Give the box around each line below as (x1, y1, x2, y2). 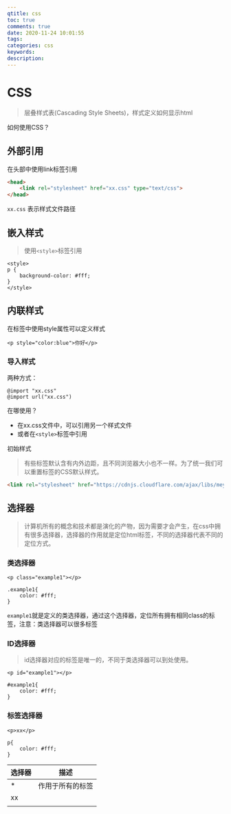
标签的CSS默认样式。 (42, 468, 103, 476)
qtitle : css (7, 10, 41, 17)
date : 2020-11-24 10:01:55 (7, 29, 85, 37)
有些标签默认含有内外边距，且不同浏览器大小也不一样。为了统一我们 (23, 459, 217, 468)
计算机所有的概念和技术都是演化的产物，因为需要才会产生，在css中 (23, 522, 215, 530)
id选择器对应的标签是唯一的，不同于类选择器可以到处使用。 (23, 656, 192, 664)
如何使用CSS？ (7, 123, 50, 131)
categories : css (7, 42, 54, 49)
